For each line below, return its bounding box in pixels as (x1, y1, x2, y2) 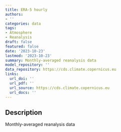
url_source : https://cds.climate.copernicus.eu (9, 85, 110, 90)
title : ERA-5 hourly (5, 7, 48, 12)
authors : (5, 12, 23, 17)
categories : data (5, 21, 41, 26)
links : (5, 72, 19, 77)
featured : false (5, 44, 39, 49)
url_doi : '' (9, 76, 35, 81)
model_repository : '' (5, 62, 50, 67)
